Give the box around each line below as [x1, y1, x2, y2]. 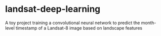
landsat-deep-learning [5, 3, 101, 15]
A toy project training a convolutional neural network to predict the [5, 20, 140, 26]
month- [141, 20, 157, 26]
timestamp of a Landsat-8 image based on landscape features [15, 25, 142, 31]
